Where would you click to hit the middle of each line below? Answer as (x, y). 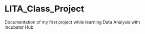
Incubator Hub (19, 27)
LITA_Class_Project (44, 9)
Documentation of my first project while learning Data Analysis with (72, 22)
